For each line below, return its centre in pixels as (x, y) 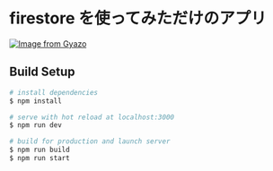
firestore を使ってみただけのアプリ (138, 18)
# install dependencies (54, 92)
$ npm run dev (36, 125)
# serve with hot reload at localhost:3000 (92, 117)
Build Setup (42, 72)
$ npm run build (40, 150)
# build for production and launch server (90, 141)
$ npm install (36, 101)
